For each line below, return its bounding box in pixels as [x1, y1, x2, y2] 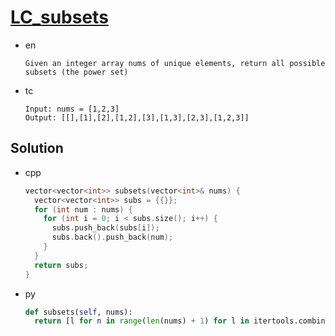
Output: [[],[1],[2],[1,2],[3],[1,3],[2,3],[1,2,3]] [24, 112, 250, 123]
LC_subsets [10, 6, 109, 29]
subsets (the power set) [24, 67, 129, 77]
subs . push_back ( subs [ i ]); [51, 223, 160, 233]
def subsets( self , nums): [24, 307, 133, 317]
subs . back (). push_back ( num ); [51, 232, 174, 243]
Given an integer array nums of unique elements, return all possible [24, 58, 326, 68]
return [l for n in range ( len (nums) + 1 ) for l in [34, 316, 250, 326]
